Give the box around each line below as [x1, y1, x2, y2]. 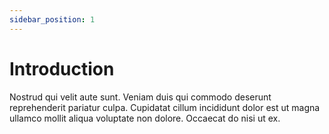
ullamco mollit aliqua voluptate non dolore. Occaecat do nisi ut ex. [9, 112, 281, 124]
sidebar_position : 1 [9, 14, 96, 25]
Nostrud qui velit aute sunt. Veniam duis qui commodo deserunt [9, 91, 272, 103]
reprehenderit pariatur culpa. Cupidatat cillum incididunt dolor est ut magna [9, 101, 321, 113]
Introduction [9, 57, 115, 80]
